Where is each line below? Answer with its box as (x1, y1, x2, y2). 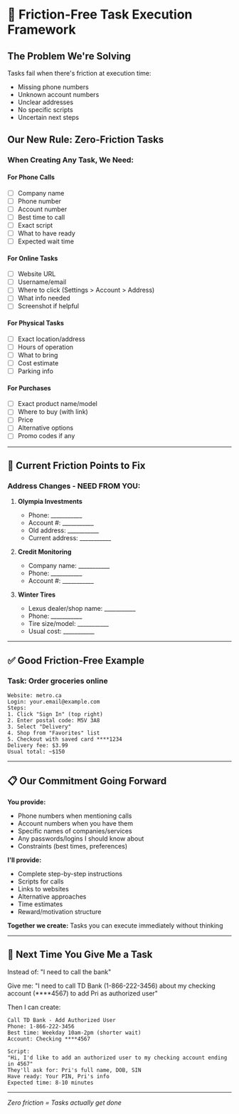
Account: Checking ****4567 (7, 1035, 91, 1043)
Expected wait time (17, 237, 75, 245)
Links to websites (17, 884, 69, 893)
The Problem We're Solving (7, 50, 132, 62)
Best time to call (17, 213, 65, 221)
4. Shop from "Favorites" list (7, 729, 100, 736)
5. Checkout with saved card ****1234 (7, 735, 122, 743)
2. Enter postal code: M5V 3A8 (7, 716, 100, 724)
